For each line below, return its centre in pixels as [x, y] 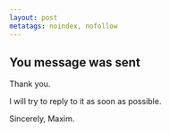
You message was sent [75, 62]
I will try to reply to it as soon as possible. [85, 102]
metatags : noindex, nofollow [64, 26]
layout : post [34, 18]
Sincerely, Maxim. [42, 119]
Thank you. [30, 84]
